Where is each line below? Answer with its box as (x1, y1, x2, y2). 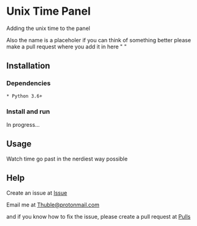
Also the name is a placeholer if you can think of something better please (6, 36, 191, 43)
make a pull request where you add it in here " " (6, 43, 127, 50)
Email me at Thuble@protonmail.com (6, 201, 99, 208)
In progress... (6, 121, 40, 128)
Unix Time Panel (6, 4, 91, 18)
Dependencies (6, 79, 51, 88)
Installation (6, 61, 50, 71)
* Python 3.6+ (6, 93, 43, 99)
